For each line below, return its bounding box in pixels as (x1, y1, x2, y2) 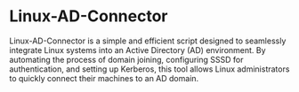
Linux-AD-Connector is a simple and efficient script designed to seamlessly (9, 35, 287, 46)
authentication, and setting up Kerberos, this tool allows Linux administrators (9, 64, 290, 74)
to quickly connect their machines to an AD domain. (9, 73, 199, 83)
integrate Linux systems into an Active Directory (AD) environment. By (9, 44, 266, 55)
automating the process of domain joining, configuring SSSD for (9, 54, 244, 65)
